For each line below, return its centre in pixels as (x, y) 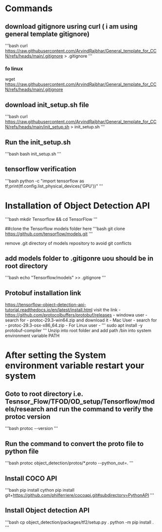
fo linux (14, 69)
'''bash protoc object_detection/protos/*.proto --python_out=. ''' (69, 463)
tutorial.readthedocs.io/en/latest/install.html (49, 310)
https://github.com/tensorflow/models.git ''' (49, 233)
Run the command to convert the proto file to (74, 444)
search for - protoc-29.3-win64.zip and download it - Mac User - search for (81, 320)
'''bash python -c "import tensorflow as (45, 181)
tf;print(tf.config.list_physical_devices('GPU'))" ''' (54, 186)
